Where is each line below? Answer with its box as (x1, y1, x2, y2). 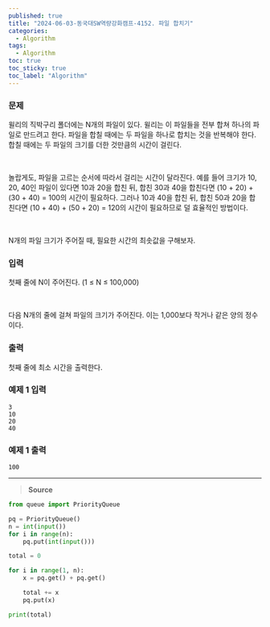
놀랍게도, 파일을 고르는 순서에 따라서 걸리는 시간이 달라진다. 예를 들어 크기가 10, (8, 172, 257, 182)
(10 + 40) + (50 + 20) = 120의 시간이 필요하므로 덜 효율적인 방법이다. (29, 202, 249, 212)
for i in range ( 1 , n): (8, 567, 84, 575)
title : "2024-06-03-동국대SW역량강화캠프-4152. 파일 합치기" (8, 19, 194, 27)
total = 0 (8, 552, 42, 560)
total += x (22, 589, 59, 597)
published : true (8, 11, 63, 20)
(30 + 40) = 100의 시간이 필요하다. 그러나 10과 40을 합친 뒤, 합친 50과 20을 (8, 193, 247, 202)
